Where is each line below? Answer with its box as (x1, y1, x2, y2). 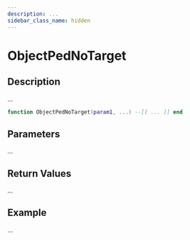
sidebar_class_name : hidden (7, 17, 91, 24)
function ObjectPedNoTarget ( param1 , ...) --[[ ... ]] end (7, 108, 183, 116)
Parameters (7, 128, 60, 140)
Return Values (7, 168, 72, 180)
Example (7, 207, 47, 219)
